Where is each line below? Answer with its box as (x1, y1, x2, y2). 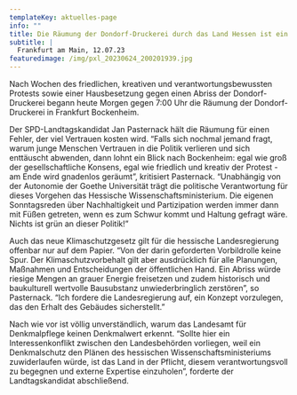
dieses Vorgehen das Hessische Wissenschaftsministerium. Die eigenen (9, 190, 274, 201)
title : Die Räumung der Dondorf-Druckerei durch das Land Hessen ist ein (9, 29, 289, 38)
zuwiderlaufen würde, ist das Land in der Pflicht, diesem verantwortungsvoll (9, 357, 288, 367)
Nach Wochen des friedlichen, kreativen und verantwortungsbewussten (9, 79, 273, 89)
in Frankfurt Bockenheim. (46, 107, 140, 117)
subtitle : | (9, 37, 53, 47)
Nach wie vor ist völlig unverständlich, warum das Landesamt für (9, 319, 247, 329)
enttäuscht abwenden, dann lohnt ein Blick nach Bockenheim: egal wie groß (9, 153, 287, 162)
